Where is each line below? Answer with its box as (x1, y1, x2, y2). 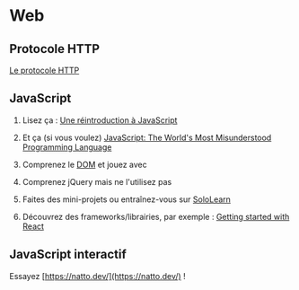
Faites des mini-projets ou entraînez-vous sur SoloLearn (22, 194, 232, 205)
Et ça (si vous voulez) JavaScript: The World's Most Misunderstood (22, 132, 272, 143)
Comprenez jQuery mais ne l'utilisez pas (22, 176, 172, 187)
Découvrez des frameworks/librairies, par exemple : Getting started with (22, 211, 290, 222)
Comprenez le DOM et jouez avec (22, 159, 148, 170)
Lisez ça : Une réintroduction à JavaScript (22, 114, 178, 126)
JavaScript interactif (9, 247, 128, 262)
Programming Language (22, 141, 112, 153)
